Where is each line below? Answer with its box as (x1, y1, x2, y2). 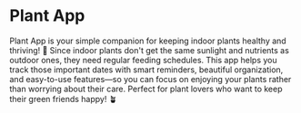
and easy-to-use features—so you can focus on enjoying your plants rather (9, 73, 292, 84)
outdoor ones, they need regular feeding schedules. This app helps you (9, 54, 277, 65)
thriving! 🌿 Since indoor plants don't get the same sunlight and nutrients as (9, 44, 289, 55)
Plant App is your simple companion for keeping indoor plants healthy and (9, 35, 286, 46)
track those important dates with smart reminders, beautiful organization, (9, 64, 284, 75)
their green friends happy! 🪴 (9, 93, 117, 104)
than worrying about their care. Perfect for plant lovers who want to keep (9, 83, 284, 94)
